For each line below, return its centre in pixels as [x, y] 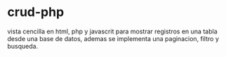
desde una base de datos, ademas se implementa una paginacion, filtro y [113, 38]
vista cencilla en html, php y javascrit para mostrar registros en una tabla [112, 31]
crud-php [36, 12]
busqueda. [23, 46]
